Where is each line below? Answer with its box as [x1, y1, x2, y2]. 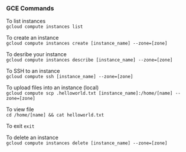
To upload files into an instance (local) [6, 84, 99, 91]
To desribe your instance [6, 51, 67, 58]
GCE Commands [6, 4, 54, 12]
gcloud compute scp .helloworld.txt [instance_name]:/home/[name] [6, 90, 173, 96]
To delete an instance [6, 134, 59, 141]
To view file [6, 106, 34, 113]
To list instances [6, 18, 46, 25]
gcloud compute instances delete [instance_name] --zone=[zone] [6, 140, 168, 146]
